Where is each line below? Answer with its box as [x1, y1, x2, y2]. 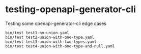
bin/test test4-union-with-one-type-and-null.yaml [5, 43, 115, 49]
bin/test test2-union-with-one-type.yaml [5, 35, 95, 40]
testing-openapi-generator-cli [5, 4, 136, 15]
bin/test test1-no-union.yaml [5, 30, 70, 35]
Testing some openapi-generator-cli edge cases [5, 20, 107, 26]
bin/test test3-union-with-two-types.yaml [5, 39, 97, 44]
